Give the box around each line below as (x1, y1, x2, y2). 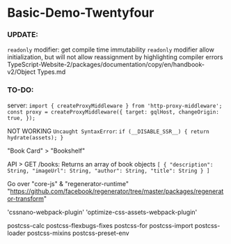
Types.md (37, 68, 66, 76)
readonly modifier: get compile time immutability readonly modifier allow (7, 45, 214, 54)
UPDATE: (7, 30, 38, 40)
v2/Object (7, 68, 36, 76)
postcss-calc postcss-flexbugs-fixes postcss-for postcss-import (7, 221, 193, 229)
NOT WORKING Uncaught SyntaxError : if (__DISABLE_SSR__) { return (7, 127, 210, 135)
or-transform (7, 194, 44, 203)
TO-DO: (7, 85, 34, 95)
